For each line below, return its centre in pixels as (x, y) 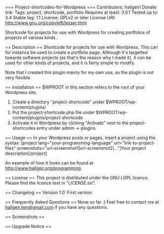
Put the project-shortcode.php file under (53, 112)
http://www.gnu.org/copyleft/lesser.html (46, 23)
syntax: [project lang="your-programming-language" (59, 143)
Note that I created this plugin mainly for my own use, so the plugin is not (80, 72)
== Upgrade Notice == (28, 226)
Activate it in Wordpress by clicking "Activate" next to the (70, 123)
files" (11, 148)
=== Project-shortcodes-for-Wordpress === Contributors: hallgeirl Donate (81, 7)
